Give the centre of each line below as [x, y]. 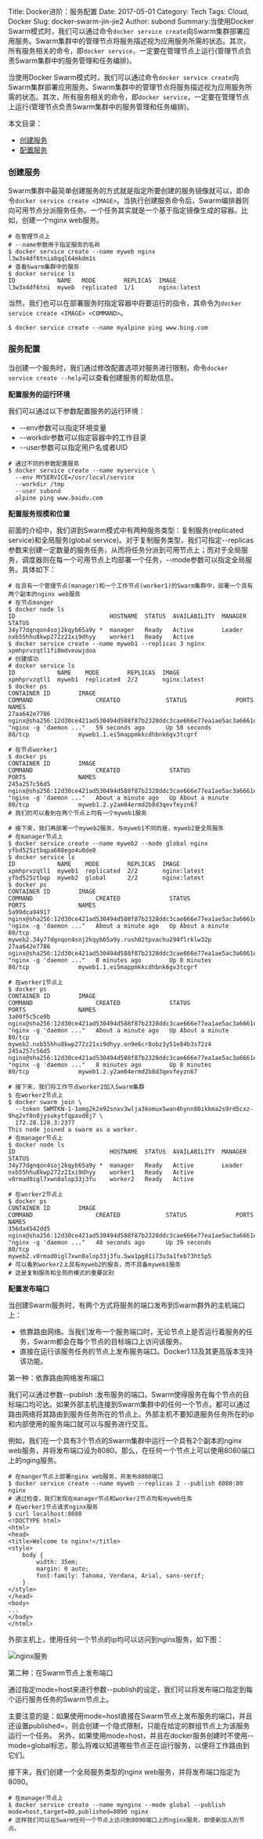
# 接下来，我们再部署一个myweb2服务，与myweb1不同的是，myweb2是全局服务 [116, 828]
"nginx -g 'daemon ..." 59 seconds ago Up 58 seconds [110, 728]
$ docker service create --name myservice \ [82, 470]
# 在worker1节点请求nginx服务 [53, 1507]
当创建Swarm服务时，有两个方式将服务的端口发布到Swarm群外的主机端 [123, 1305]
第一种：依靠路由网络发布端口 [56, 1377]
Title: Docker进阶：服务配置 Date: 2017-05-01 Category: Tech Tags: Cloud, [128, 11]
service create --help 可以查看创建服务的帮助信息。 [93, 377]
